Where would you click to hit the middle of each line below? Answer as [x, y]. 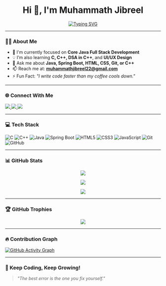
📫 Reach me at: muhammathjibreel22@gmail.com [65, 69]
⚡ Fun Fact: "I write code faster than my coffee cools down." [74, 76]
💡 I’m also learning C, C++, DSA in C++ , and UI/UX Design [72, 58]
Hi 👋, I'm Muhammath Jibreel [83, 10]
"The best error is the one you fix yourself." [61, 279]
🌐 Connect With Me [29, 95]
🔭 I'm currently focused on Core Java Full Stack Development [76, 52]
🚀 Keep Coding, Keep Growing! [43, 268]
